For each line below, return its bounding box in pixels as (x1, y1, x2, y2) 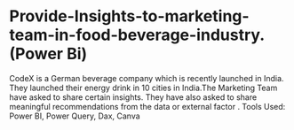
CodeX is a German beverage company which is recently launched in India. (9, 73, 284, 83)
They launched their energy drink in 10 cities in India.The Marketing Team (9, 82, 278, 93)
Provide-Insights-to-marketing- (9, 6, 250, 27)
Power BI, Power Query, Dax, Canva (9, 111, 140, 121)
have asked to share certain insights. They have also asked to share (9, 91, 258, 103)
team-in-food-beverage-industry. (9, 25, 266, 45)
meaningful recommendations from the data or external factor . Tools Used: (9, 101, 286, 111)
